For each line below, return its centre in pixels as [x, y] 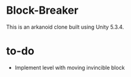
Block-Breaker [42, 10]
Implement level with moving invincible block [70, 67]
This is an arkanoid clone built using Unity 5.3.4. [65, 27]
